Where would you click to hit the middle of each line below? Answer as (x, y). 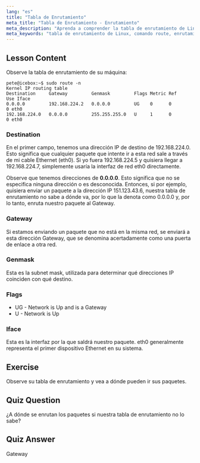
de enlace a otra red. (32, 244)
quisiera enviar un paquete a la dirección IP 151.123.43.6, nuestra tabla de (96, 190)
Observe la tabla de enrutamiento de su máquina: (67, 72)
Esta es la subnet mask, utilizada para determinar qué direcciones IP (90, 273)
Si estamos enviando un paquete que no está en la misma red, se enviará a (98, 232)
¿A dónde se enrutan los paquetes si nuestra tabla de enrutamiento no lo (95, 415)
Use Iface (18, 99)
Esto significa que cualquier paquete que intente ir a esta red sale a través (97, 154)
